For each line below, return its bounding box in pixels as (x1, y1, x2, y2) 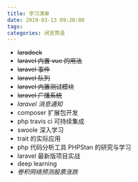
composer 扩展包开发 (17, 109, 79, 117)
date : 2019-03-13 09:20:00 (7, 17, 85, 24)
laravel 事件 (17, 65, 50, 73)
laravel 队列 (17, 74, 50, 82)
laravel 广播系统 (17, 91, 63, 100)
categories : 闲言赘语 (7, 29, 66, 37)
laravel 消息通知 (17, 100, 63, 108)
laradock (17, 48, 43, 57)
